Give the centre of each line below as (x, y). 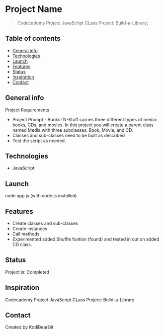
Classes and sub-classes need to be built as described (69, 135)
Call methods (26, 234)
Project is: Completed (27, 272)
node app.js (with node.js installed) (41, 196)
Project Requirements (27, 110)
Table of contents (33, 39)
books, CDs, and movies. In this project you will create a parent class (83, 125)
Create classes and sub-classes (45, 223)
